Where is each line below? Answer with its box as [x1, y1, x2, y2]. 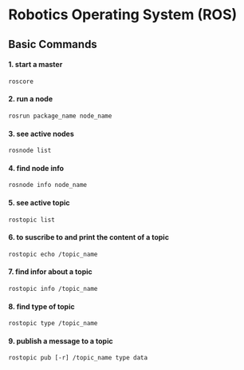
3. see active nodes [8, 129, 74, 138]
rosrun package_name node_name [8, 112, 112, 120]
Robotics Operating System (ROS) [8, 6, 238, 24]
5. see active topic [8, 197, 70, 207]
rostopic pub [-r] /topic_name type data [8, 354, 148, 362]
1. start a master [8, 60, 63, 70]
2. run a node [8, 94, 53, 104]
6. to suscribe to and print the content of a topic [8, 233, 170, 242]
